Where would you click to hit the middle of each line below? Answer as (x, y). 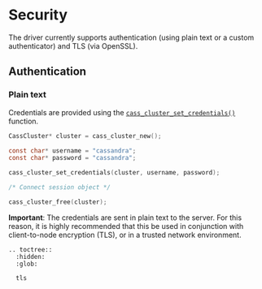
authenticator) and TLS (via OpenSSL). (73, 45)
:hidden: (31, 257)
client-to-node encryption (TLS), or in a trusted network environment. (125, 235)
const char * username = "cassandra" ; (72, 151)
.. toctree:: (31, 249)
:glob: (27, 264)
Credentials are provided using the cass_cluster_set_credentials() (122, 112)
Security (38, 15)
